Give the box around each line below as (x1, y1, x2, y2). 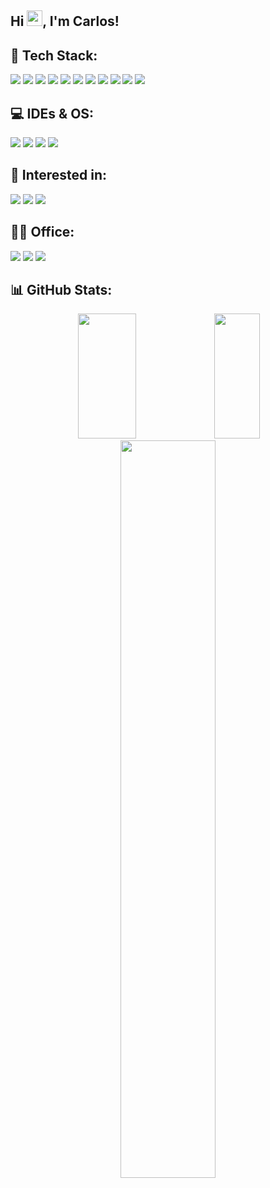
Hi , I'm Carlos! (10, 13, 120, 30)
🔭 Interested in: (10, 167, 108, 184)
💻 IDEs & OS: (10, 105, 95, 122)
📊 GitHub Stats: (10, 282, 113, 299)
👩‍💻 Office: (10, 224, 75, 241)
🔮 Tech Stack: (10, 47, 98, 64)
